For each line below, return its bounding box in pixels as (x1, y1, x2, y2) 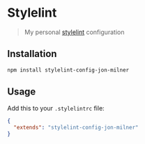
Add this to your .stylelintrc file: (7, 104, 105, 113)
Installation (7, 48, 57, 60)
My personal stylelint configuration (24, 28, 125, 36)
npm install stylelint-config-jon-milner (7, 66, 130, 74)
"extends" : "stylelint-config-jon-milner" (13, 124, 139, 131)
